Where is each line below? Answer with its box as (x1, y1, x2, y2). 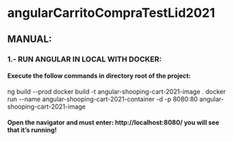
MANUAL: (7, 33, 52, 45)
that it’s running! (7, 125, 57, 135)
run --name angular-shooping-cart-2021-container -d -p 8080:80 (7, 94, 199, 103)
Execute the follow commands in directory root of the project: (7, 72, 191, 80)
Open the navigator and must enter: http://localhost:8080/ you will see (7, 118, 220, 127)
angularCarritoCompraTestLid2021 (7, 5, 215, 21)
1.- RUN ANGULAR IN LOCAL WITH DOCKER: (7, 54, 162, 64)
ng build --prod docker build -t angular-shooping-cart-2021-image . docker (7, 87, 226, 96)
